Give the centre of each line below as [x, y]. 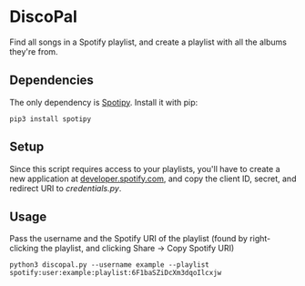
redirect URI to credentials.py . [66, 188]
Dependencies [51, 81]
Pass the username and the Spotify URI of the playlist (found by [129, 239]
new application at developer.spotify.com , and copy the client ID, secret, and [153, 179]
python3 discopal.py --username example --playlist [109, 265]
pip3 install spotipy [51, 119]
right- [260, 239]
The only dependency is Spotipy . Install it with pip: [104, 102]
